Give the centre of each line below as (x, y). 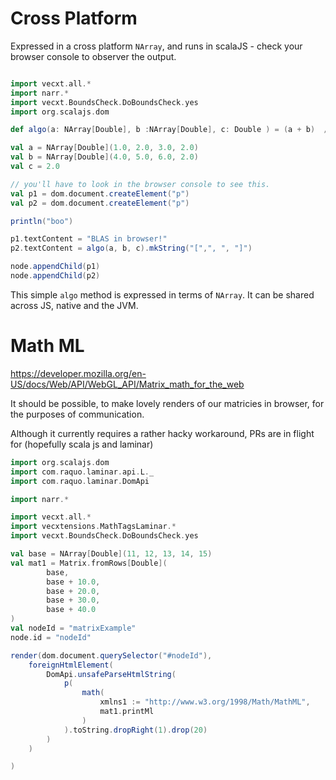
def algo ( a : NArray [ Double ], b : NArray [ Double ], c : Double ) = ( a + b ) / (169, 130)
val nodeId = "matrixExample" (73, 628)
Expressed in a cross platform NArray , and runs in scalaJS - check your (156, 46)
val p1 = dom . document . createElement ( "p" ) (100, 193)
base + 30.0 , (73, 600)
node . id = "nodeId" (51, 637)
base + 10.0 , (73, 582)
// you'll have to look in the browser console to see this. (140, 184)
